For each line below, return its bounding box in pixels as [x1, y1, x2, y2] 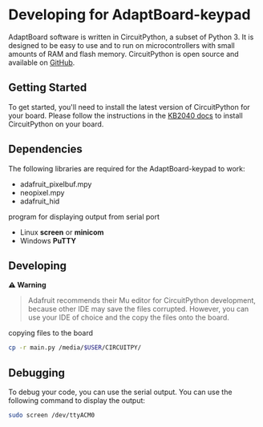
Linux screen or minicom [19, 227, 104, 237]
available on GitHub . [8, 58, 75, 67]
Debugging [8, 366, 66, 380]
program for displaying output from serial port [8, 211, 160, 221]
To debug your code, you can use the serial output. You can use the [8, 387, 233, 397]
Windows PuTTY [19, 236, 76, 245]
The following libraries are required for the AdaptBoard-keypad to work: [8, 163, 246, 173]
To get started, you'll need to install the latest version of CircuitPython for [8, 102, 250, 111]
